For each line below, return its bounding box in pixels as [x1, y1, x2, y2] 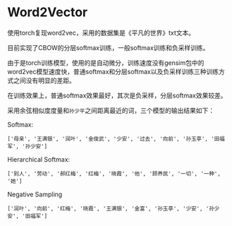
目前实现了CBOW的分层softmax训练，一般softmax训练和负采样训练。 [7, 43, 209, 52]
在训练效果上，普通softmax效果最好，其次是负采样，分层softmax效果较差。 [7, 91, 227, 100]
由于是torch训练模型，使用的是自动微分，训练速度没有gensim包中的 [7, 58, 204, 67]
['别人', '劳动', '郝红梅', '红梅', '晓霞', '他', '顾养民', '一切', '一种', [7, 170, 221, 177]
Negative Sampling [7, 190, 63, 198]
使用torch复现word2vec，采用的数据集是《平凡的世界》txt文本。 [7, 28, 195, 37]
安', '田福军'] [7, 213, 48, 220]
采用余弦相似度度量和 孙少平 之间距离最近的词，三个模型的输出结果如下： [7, 106, 215, 114]
